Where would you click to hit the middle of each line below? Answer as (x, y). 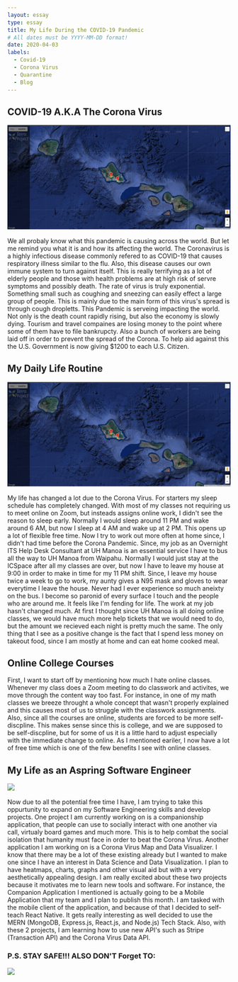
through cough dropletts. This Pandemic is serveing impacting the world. (114, 309)
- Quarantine (33, 74)
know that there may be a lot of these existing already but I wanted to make (117, 855)
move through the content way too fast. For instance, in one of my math (112, 696)
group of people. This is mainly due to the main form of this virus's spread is (119, 301)
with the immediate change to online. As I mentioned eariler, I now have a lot (119, 740)
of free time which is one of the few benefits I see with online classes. (109, 748)
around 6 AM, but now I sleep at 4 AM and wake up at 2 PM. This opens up (117, 528)
